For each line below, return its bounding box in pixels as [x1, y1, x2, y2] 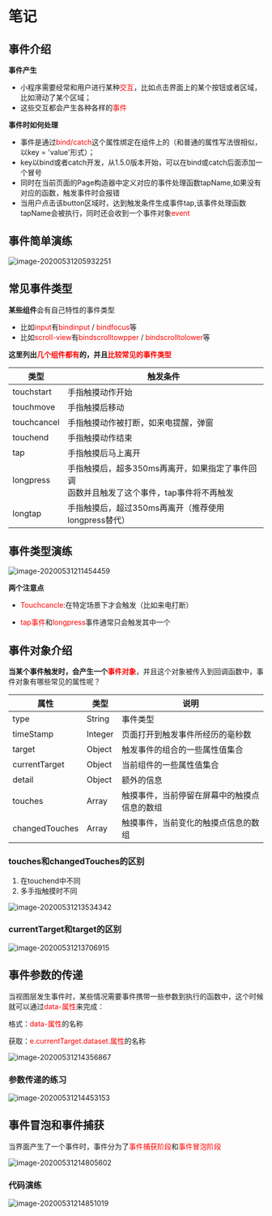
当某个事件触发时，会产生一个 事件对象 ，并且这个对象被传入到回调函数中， [8, 667, 257, 677]
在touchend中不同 [19, 875, 81, 885]
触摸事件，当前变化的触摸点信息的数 [121, 817, 260, 828]
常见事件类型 [8, 281, 73, 296]
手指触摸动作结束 [67, 432, 133, 443]
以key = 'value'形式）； [19, 148, 96, 157]
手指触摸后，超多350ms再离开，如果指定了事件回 [67, 462, 257, 474]
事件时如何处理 [8, 120, 58, 130]
